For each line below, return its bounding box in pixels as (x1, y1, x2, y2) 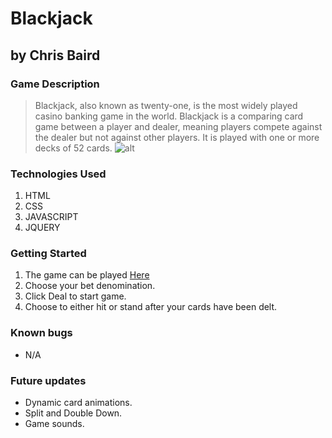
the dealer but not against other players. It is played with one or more (34, 131, 320, 143)
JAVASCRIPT (24, 211, 79, 223)
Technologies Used (10, 167, 107, 181)
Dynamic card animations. (24, 397, 133, 409)
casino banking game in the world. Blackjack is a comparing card (34, 110, 304, 122)
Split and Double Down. (24, 407, 123, 419)
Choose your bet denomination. (24, 280, 156, 292)
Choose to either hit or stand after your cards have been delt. (24, 301, 278, 313)
